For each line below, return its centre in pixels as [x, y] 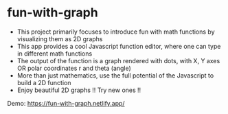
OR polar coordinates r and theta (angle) [74, 68]
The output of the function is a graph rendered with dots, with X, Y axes [118, 60]
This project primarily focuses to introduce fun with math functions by [116, 32]
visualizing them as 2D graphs [60, 38]
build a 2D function [44, 82]
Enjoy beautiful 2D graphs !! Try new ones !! [79, 90]
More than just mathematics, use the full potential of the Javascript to [115, 75]
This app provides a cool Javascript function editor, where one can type [119, 46]
